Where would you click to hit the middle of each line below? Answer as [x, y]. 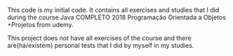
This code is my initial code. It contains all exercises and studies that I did [113, 10]
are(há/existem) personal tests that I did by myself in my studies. [101, 45]
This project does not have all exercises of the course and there [99, 38]
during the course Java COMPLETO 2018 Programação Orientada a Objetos [117, 17]
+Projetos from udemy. [40, 25]
